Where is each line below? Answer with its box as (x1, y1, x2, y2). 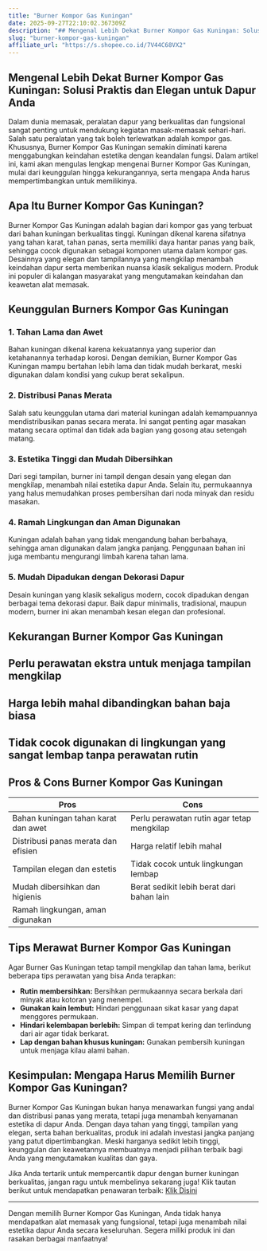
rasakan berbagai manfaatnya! (8, 1233, 109, 1243)
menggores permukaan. (19, 1011, 99, 1021)
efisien (12, 845, 38, 857)
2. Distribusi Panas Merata (8, 390, 113, 401)
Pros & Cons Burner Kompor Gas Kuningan (8, 775, 223, 789)
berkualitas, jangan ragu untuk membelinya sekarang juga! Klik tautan (8, 1177, 237, 1186)
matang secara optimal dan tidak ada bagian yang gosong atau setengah (8, 425, 247, 434)
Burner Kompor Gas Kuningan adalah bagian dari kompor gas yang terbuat (8, 220, 253, 229)
